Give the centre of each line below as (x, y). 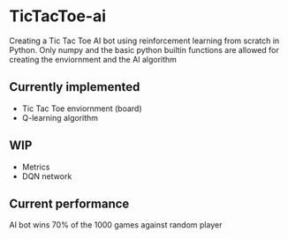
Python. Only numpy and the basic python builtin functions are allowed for (144, 49)
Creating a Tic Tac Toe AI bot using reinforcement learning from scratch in (144, 41)
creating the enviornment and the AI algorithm (93, 59)
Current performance (69, 203)
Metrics (36, 167)
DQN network (47, 176)
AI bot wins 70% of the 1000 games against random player (116, 225)
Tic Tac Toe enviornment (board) (82, 108)
